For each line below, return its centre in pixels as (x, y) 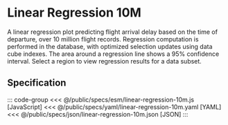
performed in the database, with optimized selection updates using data (110, 46)
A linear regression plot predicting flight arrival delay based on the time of (113, 32)
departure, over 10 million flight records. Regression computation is (103, 39)
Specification (37, 83)
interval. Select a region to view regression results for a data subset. (105, 61)
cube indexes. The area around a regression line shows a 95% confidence (113, 54)
